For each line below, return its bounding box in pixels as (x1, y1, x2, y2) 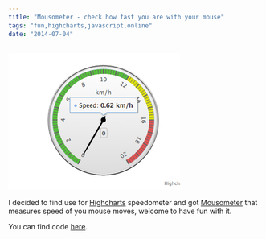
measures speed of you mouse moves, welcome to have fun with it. (8, 206, 232, 216)
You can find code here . (8, 222, 88, 232)
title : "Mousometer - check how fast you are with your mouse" (8, 13, 225, 21)
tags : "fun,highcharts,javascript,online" (8, 21, 153, 30)
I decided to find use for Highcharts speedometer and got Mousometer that (8, 198, 258, 208)
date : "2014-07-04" (8, 30, 74, 38)
